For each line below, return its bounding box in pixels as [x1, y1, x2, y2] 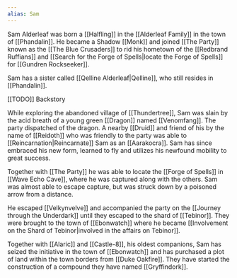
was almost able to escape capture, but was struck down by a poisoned [7, 182, 217, 191]
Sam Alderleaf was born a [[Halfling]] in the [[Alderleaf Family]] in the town [7, 30, 226, 38]
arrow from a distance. [7, 190, 74, 198]
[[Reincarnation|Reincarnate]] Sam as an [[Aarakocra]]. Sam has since [7, 139, 212, 147]
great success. [7, 154, 51, 162]
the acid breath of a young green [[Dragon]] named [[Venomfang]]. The [7, 116, 216, 124]
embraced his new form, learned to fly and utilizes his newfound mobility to [7, 146, 227, 154]
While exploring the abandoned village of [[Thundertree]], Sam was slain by [7, 108, 229, 117]
